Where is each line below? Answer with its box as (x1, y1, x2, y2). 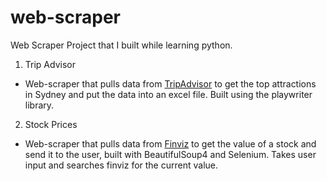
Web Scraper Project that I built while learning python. (10, 39, 233, 51)
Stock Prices (24, 118, 78, 130)
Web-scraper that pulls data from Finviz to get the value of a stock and (24, 137, 317, 150)
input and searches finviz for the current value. (24, 159, 219, 171)
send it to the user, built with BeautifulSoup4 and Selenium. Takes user (24, 148, 317, 160)
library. (24, 99, 55, 111)
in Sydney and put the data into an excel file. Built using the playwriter (24, 88, 313, 100)
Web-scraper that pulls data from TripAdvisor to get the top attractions (24, 77, 317, 90)
